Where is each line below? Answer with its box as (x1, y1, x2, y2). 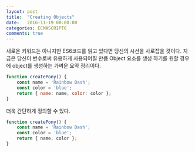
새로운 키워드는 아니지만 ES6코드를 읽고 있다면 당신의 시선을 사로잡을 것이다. (6, 48, 182, 55)
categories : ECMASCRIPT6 (6, 25, 67, 31)
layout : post (6, 8, 38, 15)
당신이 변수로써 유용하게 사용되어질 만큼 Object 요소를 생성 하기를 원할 (16, 55, 179, 62)
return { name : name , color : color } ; (16, 90, 112, 96)
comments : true (6, 31, 43, 37)
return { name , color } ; (16, 136, 78, 141)
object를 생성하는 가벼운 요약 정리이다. (12, 62, 102, 70)
